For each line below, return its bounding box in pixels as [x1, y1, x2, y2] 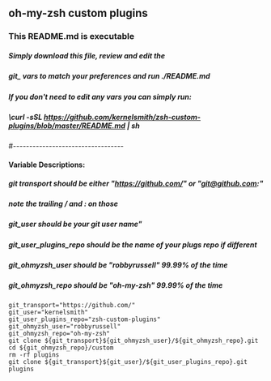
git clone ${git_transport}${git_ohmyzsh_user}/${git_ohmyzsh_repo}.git [8, 336, 259, 345]
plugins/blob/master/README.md [8, 121, 126, 131]
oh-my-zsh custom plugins [8, 6, 148, 20]
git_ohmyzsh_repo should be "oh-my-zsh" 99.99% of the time [8, 280, 223, 290]
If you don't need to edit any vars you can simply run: [8, 92, 192, 101]
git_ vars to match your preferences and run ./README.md [8, 71, 210, 81]
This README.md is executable [8, 31, 135, 42]
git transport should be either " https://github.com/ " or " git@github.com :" [8, 178, 264, 188]
